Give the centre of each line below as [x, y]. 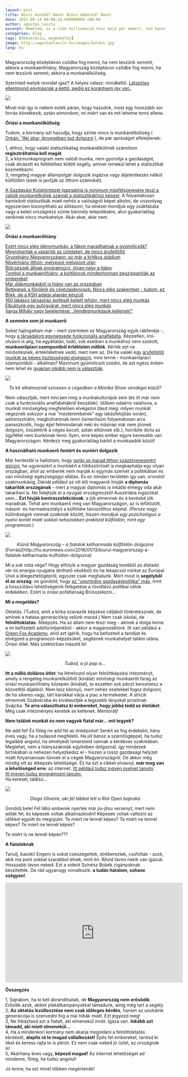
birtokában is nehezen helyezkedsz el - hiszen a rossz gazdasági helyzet [82, 752]
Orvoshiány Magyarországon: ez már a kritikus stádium [63, 257]
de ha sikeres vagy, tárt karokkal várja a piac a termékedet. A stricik [76, 695]
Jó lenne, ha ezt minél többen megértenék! [50, 1068]
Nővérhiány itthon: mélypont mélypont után [50, 262]
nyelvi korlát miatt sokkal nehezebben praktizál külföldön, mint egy [75, 519]
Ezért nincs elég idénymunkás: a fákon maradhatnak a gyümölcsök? [76, 246]
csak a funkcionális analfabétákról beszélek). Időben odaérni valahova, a [81, 403]
